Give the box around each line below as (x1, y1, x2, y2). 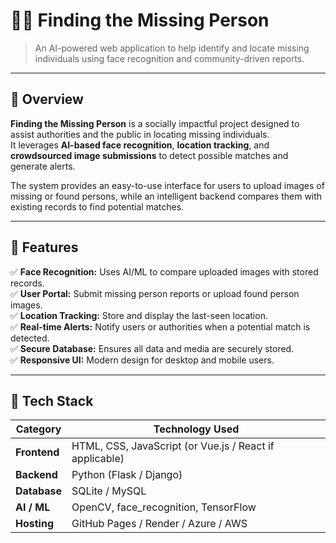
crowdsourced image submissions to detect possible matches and (10, 149, 289, 161)
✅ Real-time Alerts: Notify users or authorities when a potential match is (10, 320, 311, 333)
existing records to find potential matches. (10, 200, 185, 213)
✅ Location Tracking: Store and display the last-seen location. (10, 309, 268, 321)
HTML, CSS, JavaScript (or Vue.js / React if (71, 439, 275, 453)
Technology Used (153, 422, 240, 436)
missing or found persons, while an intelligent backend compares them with (10, 190, 323, 202)
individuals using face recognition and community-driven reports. (34, 52, 305, 64)
